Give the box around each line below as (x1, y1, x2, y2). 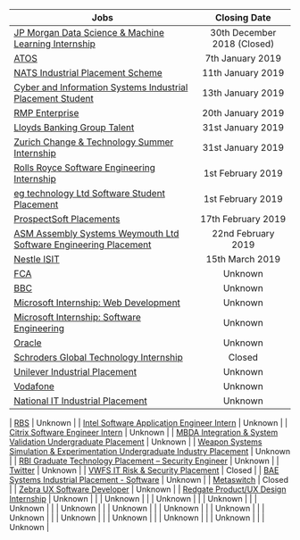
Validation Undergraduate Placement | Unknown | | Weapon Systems (9, 436, 262, 447)
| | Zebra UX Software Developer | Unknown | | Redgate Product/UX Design (9, 484, 287, 494)
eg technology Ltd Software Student (13, 187, 165, 199)
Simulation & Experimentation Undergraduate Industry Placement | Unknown (9, 446, 291, 456)
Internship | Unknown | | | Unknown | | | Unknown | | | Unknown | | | (9, 494, 257, 503)
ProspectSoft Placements (13, 213, 121, 225)
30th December (209, 27, 277, 38)
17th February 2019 (200, 213, 287, 225)
